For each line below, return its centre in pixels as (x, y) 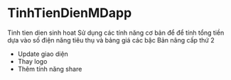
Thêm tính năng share (50, 69)
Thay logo (32, 61)
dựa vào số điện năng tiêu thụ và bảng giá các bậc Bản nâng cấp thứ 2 (111, 40)
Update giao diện (43, 54)
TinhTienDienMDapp (70, 13)
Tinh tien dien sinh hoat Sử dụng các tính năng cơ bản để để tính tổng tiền (116, 33)
